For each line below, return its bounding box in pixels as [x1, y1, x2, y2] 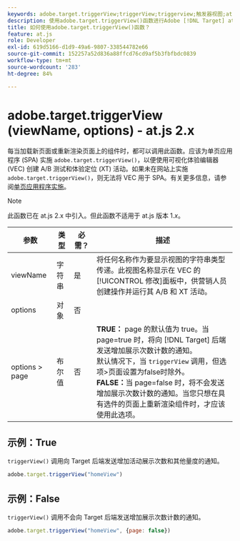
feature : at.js [7, 30, 53, 38]
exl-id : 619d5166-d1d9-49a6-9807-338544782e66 [7, 44, 149, 51]
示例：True [7, 436, 57, 448]
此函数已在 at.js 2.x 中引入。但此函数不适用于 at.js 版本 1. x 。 [7, 211, 184, 220]
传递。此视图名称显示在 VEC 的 [96, 266, 201, 275]
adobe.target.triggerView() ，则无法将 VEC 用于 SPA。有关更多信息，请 [7, 173, 221, 182]
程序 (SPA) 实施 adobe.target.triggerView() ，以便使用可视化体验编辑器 [7, 156, 219, 164]
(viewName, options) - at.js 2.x [7, 122, 195, 138]
